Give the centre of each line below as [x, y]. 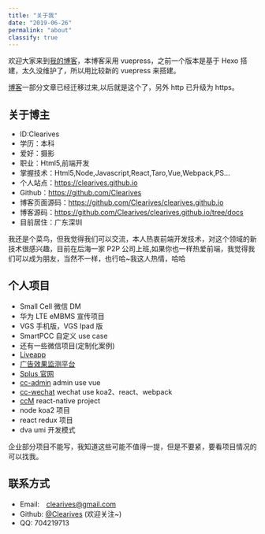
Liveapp [33, 354]
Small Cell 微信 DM [50, 306]
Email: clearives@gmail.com [68, 504]
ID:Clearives [39, 134]
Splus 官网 [37, 373]
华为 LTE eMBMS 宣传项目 [62, 316]
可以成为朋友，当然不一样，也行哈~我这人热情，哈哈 [100, 259]
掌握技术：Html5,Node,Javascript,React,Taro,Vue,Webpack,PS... [125, 173]
